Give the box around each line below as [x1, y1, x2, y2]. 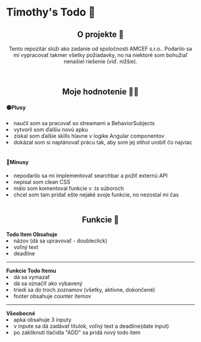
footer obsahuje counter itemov [14, 292, 92, 299]
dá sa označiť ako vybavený [14, 280, 83, 287]
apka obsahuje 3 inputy [14, 316, 72, 323]
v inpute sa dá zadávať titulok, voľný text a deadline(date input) [14, 322, 169, 329]
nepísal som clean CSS [14, 178, 71, 185]
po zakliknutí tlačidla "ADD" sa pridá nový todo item [14, 329, 141, 336]
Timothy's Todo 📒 [6, 5, 96, 19]
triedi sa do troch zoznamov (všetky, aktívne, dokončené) [14, 286, 156, 293]
